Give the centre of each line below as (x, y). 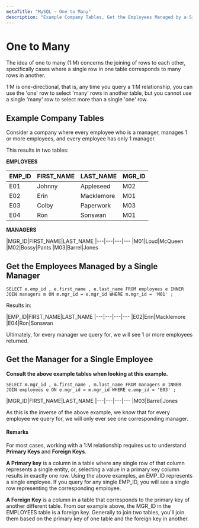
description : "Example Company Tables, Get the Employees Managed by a (96, 17)
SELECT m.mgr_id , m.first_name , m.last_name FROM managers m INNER (94, 385)
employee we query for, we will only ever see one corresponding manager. (97, 418)
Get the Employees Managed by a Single (82, 266)
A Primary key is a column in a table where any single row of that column (96, 463)
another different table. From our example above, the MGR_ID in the (89, 506)
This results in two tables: (38, 150)
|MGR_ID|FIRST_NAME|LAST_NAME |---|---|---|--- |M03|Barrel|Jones (92, 401)
